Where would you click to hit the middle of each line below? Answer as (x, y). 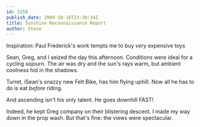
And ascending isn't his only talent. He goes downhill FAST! (80, 100)
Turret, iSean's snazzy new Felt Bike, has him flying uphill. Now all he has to (100, 82)
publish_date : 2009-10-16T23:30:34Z (52, 17)
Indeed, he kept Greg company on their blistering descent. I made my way (98, 111)
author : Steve (24, 29)
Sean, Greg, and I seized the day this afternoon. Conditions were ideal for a (99, 57)
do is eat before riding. (34, 88)
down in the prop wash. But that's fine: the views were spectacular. (90, 118)
